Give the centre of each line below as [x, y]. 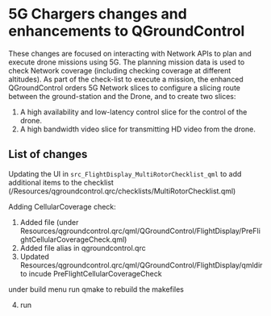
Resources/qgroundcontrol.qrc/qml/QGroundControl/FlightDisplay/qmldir [141, 265]
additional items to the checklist [61, 182]
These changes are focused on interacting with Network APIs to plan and [130, 53]
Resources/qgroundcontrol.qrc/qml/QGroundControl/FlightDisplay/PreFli [140, 231]
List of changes [48, 154]
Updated [35, 256]
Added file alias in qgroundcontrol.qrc [83, 247]
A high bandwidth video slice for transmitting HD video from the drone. [138, 129]
